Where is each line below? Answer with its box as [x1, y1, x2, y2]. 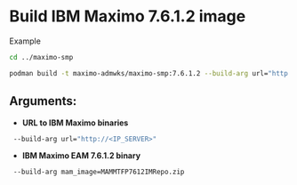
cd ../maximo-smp [9, 52, 74, 61]
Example [9, 36, 42, 46]
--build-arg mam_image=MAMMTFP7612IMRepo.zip [12, 167, 185, 177]
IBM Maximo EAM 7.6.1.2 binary [21, 150, 140, 161]
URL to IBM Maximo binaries [21, 117, 129, 128]
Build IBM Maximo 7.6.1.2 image [9, 6, 246, 27]
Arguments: [9, 93, 77, 109]
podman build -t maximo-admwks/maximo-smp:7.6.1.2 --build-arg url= [9, 68, 269, 77]
